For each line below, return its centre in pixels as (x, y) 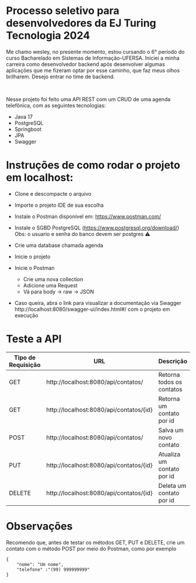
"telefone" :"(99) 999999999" (53, 570)
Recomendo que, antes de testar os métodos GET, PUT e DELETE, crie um (95, 542)
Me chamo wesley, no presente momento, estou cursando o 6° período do (95, 51)
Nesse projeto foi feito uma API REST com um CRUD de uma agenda (88, 99)
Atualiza (169, 454)
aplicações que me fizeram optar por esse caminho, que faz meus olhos (93, 70)
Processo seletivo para (63, 11)
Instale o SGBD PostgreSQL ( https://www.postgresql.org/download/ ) (97, 228)
